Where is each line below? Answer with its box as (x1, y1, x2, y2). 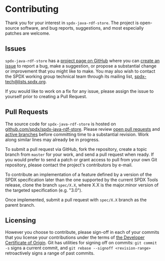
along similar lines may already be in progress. (5, 137, 100, 143)
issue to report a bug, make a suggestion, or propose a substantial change (5, 63, 157, 69)
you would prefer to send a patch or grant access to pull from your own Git (5, 156, 157, 162)
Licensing (5, 216, 36, 224)
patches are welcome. (5, 30, 50, 36)
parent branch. (5, 202, 36, 208)
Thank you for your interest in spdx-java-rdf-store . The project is (5, 20, 139, 26)
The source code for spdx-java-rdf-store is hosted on (5, 121, 116, 127)
